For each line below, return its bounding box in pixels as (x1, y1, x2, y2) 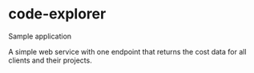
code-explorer (8, 5, 107, 23)
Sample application (8, 31, 72, 41)
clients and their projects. (8, 55, 92, 65)
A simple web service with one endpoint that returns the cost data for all (8, 47, 247, 56)
